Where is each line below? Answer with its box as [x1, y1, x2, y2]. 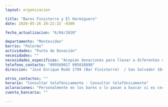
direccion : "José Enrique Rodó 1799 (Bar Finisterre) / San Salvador [5, 67, 155, 72]
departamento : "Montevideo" [5, 39, 64, 44]
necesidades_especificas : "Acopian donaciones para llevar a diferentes [5, 57, 160, 62]
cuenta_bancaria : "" [5, 90, 48, 95]
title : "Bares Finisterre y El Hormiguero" [5, 16, 97, 21]
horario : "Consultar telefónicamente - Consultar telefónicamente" [5, 80, 149, 85]
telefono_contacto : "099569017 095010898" [5, 62, 95, 67]
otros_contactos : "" [5, 76, 48, 81]
